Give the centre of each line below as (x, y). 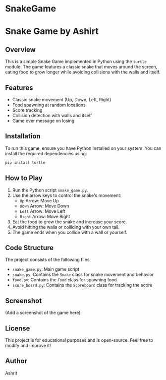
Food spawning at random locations (49, 105)
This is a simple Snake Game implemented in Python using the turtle (76, 62)
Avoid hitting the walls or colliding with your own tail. (66, 227)
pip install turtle (25, 162)
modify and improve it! (28, 345)
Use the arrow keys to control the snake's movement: (67, 195)
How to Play (24, 178)
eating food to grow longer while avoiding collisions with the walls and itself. (83, 72)
